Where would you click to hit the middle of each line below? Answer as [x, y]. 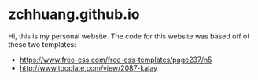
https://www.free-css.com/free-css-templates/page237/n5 [116, 60]
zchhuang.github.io [74, 15]
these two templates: [42, 44]
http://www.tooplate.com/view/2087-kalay [88, 67]
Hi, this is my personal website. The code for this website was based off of [129, 36]
